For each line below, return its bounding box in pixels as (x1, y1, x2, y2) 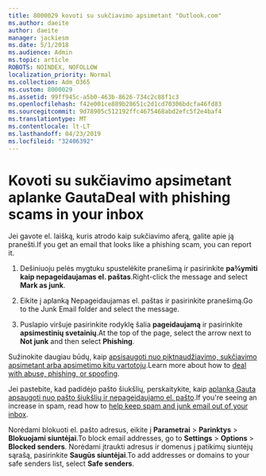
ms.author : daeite (8, 19, 69, 27)
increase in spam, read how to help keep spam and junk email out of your (8, 401, 249, 411)
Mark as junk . (19, 281, 66, 290)
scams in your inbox (8, 205, 145, 223)
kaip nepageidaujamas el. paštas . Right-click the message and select (19, 272, 249, 282)
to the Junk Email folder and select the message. (19, 304, 180, 314)
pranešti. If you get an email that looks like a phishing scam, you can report (8, 240, 252, 250)
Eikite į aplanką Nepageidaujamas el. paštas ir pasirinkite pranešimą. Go (19, 296, 253, 306)
